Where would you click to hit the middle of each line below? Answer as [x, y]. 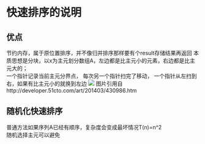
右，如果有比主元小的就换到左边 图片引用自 [65, 84]
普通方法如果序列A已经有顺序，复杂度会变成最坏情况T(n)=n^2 [84, 127]
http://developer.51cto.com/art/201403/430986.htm [72, 90]
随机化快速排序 [35, 111]
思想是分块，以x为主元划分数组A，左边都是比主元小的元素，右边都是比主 [103, 61]
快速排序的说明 [44, 13]
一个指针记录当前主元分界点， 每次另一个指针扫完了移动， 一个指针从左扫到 [102, 76]
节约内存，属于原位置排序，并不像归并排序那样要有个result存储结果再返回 [99, 53]
